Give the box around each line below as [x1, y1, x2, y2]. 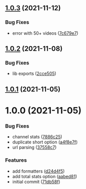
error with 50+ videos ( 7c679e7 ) [12, 30, 79, 36]
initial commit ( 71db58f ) [12, 179, 60, 185]
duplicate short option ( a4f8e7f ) [12, 139, 78, 145]
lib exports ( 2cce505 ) [12, 70, 57, 76]
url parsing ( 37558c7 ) [12, 144, 57, 150]
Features [5, 157, 27, 164]
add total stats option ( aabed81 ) [12, 173, 78, 179]
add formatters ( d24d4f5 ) [12, 168, 65, 174]
